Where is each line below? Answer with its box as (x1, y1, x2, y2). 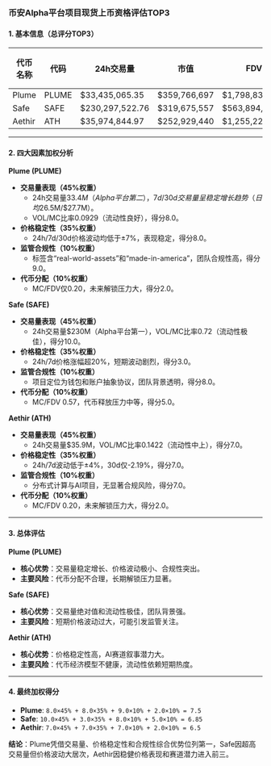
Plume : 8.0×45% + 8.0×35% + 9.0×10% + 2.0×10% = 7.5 (19, 705, 202, 715)
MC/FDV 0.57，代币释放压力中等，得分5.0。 (31, 397, 179, 407)
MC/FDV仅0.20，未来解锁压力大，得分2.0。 (31, 284, 178, 294)
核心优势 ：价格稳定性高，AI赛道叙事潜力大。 (19, 649, 169, 659)
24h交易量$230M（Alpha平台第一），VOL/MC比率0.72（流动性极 (31, 327, 248, 337)
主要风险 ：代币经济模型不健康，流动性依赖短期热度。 (19, 659, 198, 669)
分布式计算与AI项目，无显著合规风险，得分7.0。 (31, 480, 190, 490)
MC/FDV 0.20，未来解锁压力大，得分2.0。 (31, 500, 173, 510)
